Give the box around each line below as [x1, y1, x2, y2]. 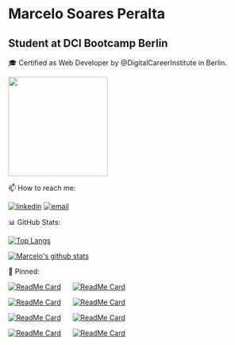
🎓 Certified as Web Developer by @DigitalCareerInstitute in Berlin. [8, 58, 228, 68]
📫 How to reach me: [8, 184, 76, 192]
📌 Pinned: [8, 267, 40, 276]
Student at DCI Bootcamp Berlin [8, 37, 168, 50]
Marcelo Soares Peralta [8, 5, 165, 23]
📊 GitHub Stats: [8, 218, 61, 227]
